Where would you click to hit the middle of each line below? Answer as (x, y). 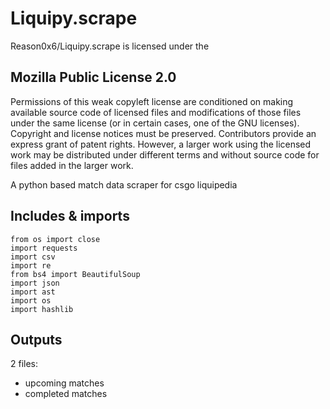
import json (35, 283)
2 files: (24, 364)
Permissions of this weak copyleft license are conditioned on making (152, 101)
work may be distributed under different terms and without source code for (165, 154)
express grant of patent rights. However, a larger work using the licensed (161, 144)
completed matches (66, 394)
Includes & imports (70, 216)
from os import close (55, 239)
